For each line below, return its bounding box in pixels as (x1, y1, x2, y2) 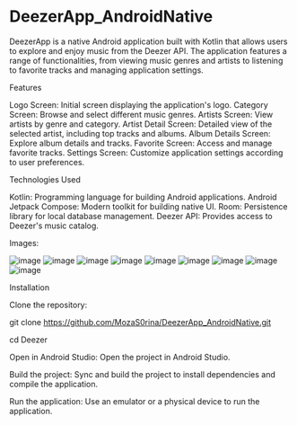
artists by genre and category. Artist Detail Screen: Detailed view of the (9, 119, 273, 129)
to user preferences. (9, 156, 85, 167)
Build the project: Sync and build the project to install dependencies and (9, 368, 276, 379)
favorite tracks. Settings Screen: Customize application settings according (9, 146, 284, 158)
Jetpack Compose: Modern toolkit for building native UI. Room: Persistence (9, 200, 289, 212)
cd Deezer (9, 334, 48, 345)
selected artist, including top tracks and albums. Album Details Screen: (9, 128, 271, 138)
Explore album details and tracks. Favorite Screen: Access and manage (9, 137, 273, 148)
